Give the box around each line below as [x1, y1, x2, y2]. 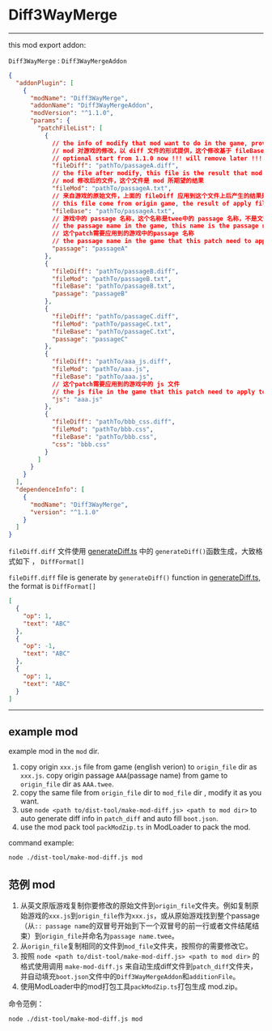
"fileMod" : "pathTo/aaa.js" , [51, 365, 151, 373]
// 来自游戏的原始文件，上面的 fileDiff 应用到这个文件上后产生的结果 [51, 192, 262, 200]
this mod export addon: [8, 40, 87, 49]
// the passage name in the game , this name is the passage [51, 222, 259, 230]
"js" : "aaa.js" [51, 395, 104, 403]
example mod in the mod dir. [8, 747, 100, 756]
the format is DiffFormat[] [8, 582, 96, 591]
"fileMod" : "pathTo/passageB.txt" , [51, 275, 172, 283]
